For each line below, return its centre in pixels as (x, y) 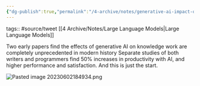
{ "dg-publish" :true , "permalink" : (48, 12)
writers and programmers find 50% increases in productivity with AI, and (96, 59)
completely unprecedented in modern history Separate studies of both (93, 52)
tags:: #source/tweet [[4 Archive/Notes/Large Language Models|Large (93, 28)
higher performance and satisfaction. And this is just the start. (82, 65)
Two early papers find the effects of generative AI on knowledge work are (97, 46)
